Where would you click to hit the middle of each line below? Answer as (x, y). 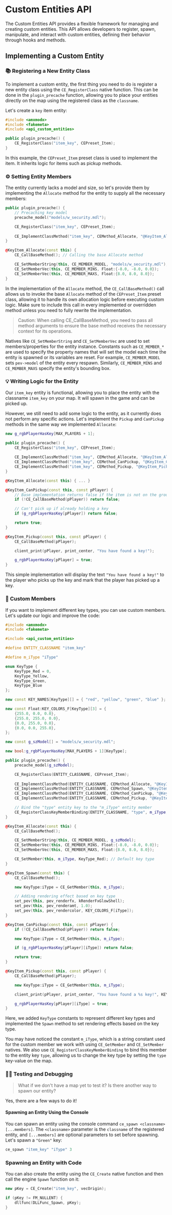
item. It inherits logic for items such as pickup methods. (64, 163)
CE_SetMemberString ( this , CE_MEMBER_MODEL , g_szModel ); (76, 840)
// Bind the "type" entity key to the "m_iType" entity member (83, 808)
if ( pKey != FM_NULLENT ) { (34, 1198)
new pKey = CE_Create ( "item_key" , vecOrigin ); (56, 1188)
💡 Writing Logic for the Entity (42, 381)
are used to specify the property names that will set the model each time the (86, 352)
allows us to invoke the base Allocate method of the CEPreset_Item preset (83, 294)
